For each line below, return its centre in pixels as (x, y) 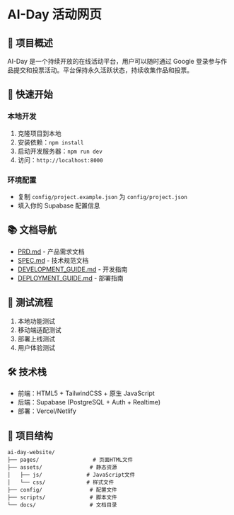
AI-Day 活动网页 (55, 15)
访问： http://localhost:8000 (60, 159)
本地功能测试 (36, 321)
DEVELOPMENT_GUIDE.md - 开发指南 (72, 269)
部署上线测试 (36, 339)
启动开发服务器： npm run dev (60, 151)
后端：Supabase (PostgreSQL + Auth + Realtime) (89, 402)
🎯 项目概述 (30, 43)
